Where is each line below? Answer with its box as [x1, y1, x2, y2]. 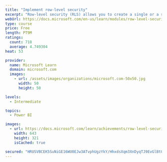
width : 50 [18, 81, 39, 86]
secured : [5, 149, 23, 154]
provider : [5, 58, 26, 63]
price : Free [5, 26, 30, 31]
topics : [5, 108, 21, 113]
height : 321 [14, 135, 39, 141]
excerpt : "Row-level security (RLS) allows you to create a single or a [5, 12, 159, 17]
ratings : [5, 35, 23, 40]
